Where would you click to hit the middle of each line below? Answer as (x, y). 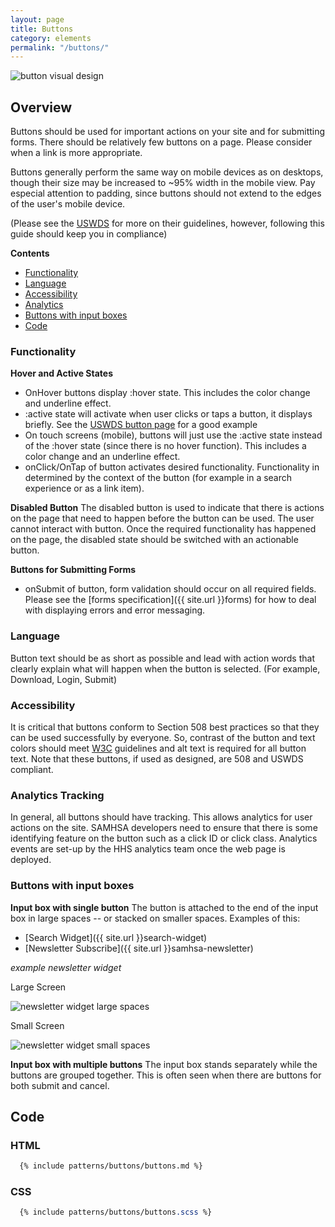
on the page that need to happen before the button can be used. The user (162, 518)
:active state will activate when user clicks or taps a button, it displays (168, 414)
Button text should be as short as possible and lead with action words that (162, 658)
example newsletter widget (66, 967)
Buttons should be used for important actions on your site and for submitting (168, 132)
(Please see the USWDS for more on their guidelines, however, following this (167, 223)
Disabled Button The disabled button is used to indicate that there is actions (167, 508)
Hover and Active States (62, 373)
